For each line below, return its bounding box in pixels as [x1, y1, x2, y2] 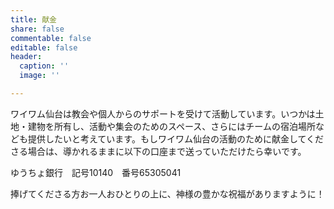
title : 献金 [10, 14, 57, 25]
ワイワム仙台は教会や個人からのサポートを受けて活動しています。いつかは [10, 107, 316, 120]
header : [10, 52, 43, 62]
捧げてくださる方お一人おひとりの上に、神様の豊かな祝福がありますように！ [10, 187, 325, 200]
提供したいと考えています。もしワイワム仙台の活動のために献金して [27, 132, 307, 145]
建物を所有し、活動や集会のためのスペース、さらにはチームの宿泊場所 [27, 120, 316, 132]
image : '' [19, 71, 60, 81]
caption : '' [19, 61, 70, 71]
